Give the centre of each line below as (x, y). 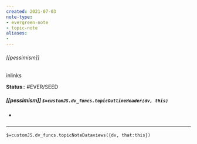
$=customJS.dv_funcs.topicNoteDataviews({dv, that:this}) (78, 135)
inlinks (14, 76)
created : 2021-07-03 (31, 11)
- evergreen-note (27, 22)
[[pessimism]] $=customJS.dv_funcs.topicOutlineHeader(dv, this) (87, 100)
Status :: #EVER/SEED (32, 87)
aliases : (17, 33)
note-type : (19, 17)
